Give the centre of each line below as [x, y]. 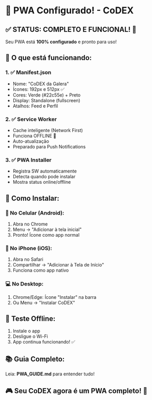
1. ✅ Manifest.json [28, 72]
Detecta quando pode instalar [44, 177]
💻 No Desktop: [24, 284]
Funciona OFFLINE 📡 [34, 136]
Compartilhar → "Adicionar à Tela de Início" [58, 265]
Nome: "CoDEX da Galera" [41, 84]
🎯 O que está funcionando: [49, 58]
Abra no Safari [28, 259]
